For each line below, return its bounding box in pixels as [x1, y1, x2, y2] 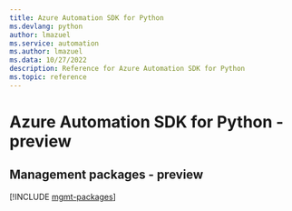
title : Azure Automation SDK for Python [9, 13, 165, 23]
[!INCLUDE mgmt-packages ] [9, 191, 116, 202]
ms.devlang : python [9, 22, 83, 31]
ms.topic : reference [9, 73, 88, 82]
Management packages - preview [9, 167, 204, 183]
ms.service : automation [9, 38, 100, 48]
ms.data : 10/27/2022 [9, 55, 88, 65]
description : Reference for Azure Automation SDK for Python [9, 65, 246, 74]
